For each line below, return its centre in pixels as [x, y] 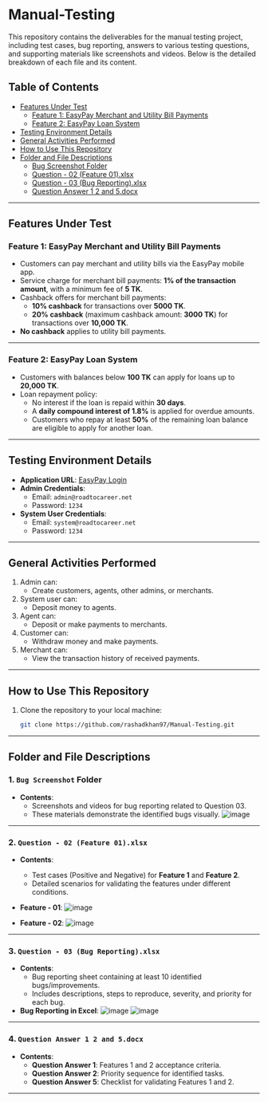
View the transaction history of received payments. [116, 659]
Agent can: [38, 616]
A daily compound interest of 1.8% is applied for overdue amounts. [143, 411]
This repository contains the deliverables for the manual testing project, [126, 37]
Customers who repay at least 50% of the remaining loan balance [140, 419]
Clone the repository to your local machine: [91, 710]
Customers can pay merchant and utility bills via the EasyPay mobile [132, 264]
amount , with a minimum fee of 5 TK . [81, 289]
